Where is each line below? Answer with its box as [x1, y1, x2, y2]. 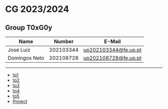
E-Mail [104, 38, 121, 45]
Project [12, 99, 27, 104]
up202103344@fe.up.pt [83, 46, 141, 53]
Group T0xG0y [5, 23, 52, 32]
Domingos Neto [7, 55, 44, 61]
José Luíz [7, 46, 31, 53]
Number [53, 38, 74, 45]
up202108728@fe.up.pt [83, 55, 141, 61]
